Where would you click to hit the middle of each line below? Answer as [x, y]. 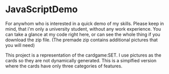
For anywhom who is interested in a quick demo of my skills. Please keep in [85, 23]
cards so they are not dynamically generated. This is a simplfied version [81, 60]
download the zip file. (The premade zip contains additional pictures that [82, 40]
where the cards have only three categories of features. [64, 66]
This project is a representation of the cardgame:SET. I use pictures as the [83, 55]
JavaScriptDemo [42, 9]
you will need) [20, 45]
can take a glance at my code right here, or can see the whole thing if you [83, 34]
